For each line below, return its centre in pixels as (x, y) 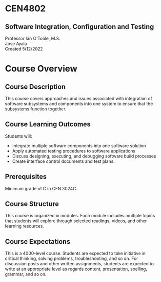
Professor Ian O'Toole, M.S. (33, 38)
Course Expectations (38, 242)
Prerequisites (26, 177)
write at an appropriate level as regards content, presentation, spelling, (76, 269)
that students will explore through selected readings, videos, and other (76, 221)
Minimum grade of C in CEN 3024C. (41, 188)
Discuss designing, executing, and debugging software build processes (84, 156)
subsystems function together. (36, 109)
